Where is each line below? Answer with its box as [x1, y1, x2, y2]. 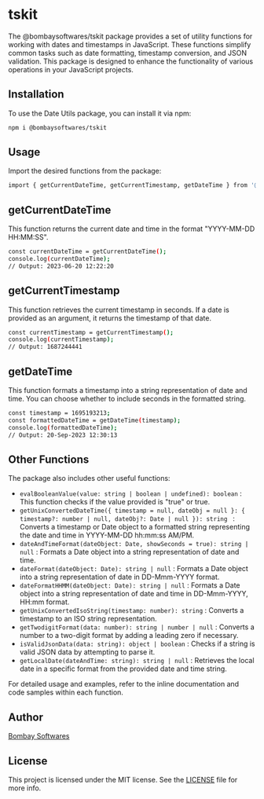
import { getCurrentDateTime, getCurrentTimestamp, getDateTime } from [8, 181, 247, 189]
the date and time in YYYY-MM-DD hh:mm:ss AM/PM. [19, 530, 195, 540]
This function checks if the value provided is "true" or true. [19, 497, 211, 507]
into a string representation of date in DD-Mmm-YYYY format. [19, 572, 220, 582]
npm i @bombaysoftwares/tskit [8, 123, 108, 131]
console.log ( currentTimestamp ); [8, 335, 114, 343]
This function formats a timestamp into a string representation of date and [8, 386, 247, 394]
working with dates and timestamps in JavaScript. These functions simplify [8, 39, 251, 49]
